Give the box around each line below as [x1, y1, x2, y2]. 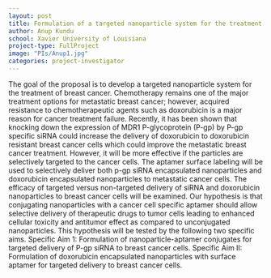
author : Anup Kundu [8, 27, 74, 35]
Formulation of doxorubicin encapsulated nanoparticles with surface [8, 251, 236, 261]
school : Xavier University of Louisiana [8, 34, 147, 43]
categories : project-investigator [8, 58, 125, 66]
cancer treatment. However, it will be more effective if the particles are [8, 148, 243, 158]
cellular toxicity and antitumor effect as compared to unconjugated [8, 216, 231, 227]
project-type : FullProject [8, 42, 100, 50]
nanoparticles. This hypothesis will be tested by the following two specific [8, 225, 255, 235]
